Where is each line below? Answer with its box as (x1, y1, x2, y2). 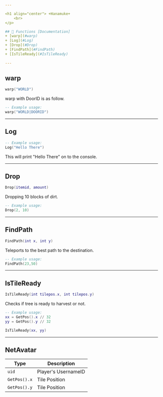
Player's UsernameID (37, 368, 85, 375)
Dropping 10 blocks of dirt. (5, 194, 58, 200)
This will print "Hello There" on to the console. (5, 154, 98, 159)
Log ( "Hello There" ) (5, 145, 45, 150)
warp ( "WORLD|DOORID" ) (5, 110, 49, 114)
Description (47, 360, 75, 367)
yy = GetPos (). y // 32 (5, 319, 51, 324)
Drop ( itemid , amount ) (5, 185, 49, 190)
